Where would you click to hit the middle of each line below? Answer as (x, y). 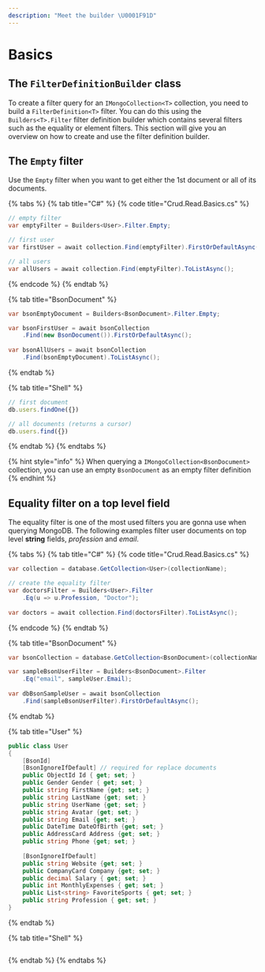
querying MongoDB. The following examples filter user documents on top (127, 531)
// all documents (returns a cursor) (70, 424)
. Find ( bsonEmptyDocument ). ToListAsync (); (91, 358)
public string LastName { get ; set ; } (84, 797)
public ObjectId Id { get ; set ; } (79, 775)
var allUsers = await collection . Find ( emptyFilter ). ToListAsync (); (121, 269)
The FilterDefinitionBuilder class (95, 84)
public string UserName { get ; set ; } (84, 804)
